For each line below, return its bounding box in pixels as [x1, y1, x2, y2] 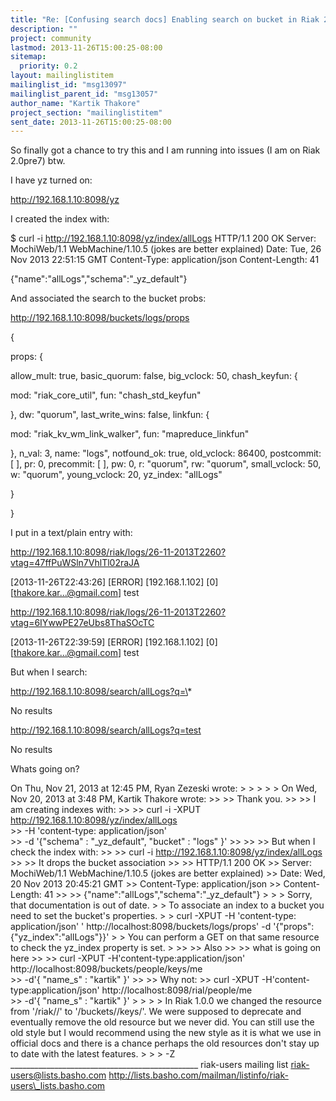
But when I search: [10, 666, 88, 678]
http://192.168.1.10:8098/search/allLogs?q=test [10, 724, 202, 736]
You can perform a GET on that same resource [127, 931, 320, 943]
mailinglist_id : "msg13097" [10, 80, 128, 90]
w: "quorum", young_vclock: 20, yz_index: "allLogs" [10, 469, 223, 481]
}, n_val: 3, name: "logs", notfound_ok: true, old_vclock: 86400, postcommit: [10, 447, 322, 460]
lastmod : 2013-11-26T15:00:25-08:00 [10, 42, 163, 53]
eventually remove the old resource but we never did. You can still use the [10, 1016, 315, 1028]
